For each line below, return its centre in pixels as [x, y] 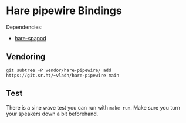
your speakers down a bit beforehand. [52, 114]
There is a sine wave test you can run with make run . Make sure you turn [93, 107]
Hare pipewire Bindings [64, 11]
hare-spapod [31, 38]
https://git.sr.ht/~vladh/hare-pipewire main [62, 75]
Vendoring [26, 57]
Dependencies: [24, 27]
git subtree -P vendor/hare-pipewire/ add [59, 70]
